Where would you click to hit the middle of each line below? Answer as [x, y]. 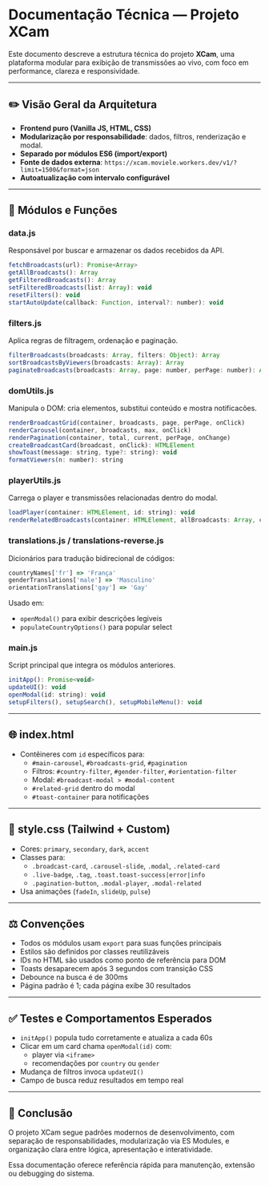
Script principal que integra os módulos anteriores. [92, 665]
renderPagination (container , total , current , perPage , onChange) [119, 438]
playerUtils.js [35, 481]
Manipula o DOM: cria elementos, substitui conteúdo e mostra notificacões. [133, 408]
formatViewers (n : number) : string [66, 460]
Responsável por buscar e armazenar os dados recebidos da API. [116, 251]
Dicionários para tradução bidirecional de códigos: [92, 558]
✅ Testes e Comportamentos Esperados [110, 1018]
